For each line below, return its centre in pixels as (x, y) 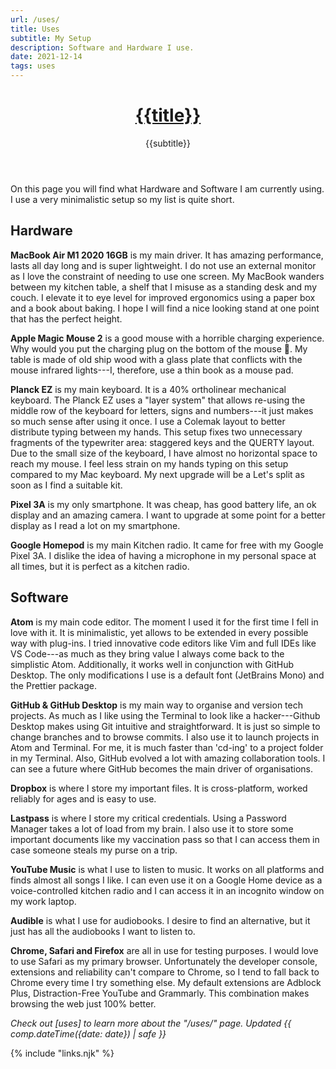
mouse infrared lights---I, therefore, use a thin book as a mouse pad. (152, 370)
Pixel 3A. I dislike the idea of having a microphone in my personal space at (163, 555)
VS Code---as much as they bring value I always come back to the (147, 653)
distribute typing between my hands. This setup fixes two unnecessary (156, 432)
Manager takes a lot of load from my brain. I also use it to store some (152, 828)
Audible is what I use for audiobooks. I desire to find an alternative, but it (160, 920)
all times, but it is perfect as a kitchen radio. (100, 566)
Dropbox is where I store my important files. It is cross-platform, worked (159, 788)
